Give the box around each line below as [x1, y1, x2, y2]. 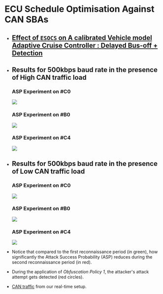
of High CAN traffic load [11, 73, 87, 82]
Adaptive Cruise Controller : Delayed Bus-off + [11, 41, 158, 50]
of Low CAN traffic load [11, 167, 85, 176]
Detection [11, 49, 43, 57]
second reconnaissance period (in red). [11, 260, 92, 265]
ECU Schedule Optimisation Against [4, 3, 155, 15]
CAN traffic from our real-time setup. [11, 284, 87, 290]
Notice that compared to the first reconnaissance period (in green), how [11, 249, 158, 255]
